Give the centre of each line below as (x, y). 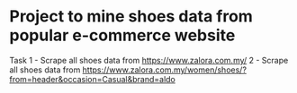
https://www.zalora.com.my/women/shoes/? (165, 70)
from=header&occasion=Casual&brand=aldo (92, 79)
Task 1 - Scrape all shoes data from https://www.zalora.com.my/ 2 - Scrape (149, 60)
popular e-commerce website (122, 35)
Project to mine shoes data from (131, 17)
